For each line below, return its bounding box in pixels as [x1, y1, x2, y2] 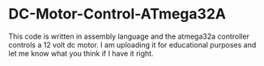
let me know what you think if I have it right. [8, 48, 154, 58]
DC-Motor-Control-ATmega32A [8, 5, 227, 23]
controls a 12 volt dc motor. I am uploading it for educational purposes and [8, 39, 257, 49]
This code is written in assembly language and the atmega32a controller [8, 31, 249, 41]
